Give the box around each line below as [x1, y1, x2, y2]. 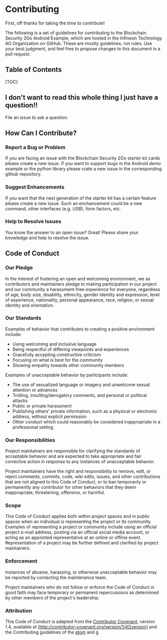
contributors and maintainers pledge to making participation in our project [5, 281, 157, 287]
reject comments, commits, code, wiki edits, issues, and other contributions [5, 473, 161, 479]
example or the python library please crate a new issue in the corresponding [5, 166, 162, 172]
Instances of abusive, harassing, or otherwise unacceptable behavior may [5, 569, 157, 575]
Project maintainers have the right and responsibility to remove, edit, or [5, 468, 151, 474]
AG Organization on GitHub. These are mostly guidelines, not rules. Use [5, 40, 152, 46]
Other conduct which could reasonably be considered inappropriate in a [12, 418, 161, 424]
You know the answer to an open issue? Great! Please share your [5, 229, 139, 235]
